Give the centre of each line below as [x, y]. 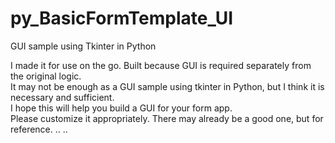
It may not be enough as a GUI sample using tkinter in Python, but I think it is [167, 86]
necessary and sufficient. [62, 97]
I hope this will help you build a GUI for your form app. [121, 108]
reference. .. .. [39, 129]
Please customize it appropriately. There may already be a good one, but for [167, 118]
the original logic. [46, 76]
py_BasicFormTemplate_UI [122, 18]
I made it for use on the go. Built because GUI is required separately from [161, 65]
